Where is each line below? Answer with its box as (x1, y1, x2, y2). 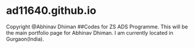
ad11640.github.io (6, 4, 96, 17)
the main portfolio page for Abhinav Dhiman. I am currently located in (6, 29, 173, 36)
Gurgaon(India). (6, 35, 44, 42)
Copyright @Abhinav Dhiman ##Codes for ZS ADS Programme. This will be (6, 23, 188, 30)
